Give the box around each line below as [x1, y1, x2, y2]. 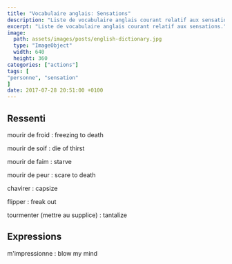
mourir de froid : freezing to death [7, 130, 104, 139]
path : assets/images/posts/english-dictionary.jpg [13, 36, 162, 43]
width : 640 [13, 49, 45, 56]
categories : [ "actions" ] [7, 61, 79, 68]
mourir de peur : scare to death [7, 170, 96, 179]
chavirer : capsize [7, 184, 58, 192]
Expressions [7, 231, 62, 243]
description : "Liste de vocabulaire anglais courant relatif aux [7, 17, 199, 23]
